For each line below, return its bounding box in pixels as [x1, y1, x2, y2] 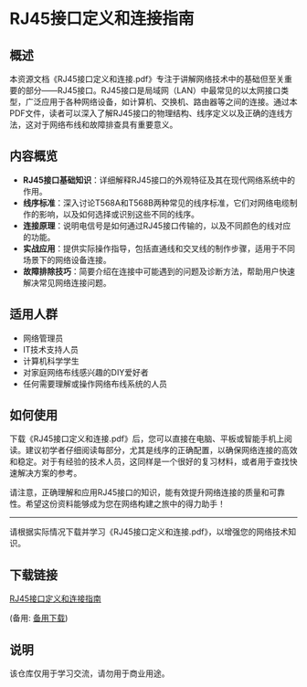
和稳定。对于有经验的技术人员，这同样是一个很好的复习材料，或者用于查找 [9, 456, 290, 467]
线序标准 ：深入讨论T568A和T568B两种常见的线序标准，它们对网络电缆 [22, 197, 290, 208]
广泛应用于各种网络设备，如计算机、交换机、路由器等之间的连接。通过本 [25, 97, 298, 107]
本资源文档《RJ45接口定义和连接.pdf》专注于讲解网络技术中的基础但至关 [9, 74, 285, 84]
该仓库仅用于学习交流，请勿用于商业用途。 [9, 668, 170, 679]
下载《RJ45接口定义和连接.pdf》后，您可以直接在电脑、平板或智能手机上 [9, 433, 285, 444]
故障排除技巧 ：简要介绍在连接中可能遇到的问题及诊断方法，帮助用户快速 [22, 266, 295, 277]
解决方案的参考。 [16, 468, 82, 479]
